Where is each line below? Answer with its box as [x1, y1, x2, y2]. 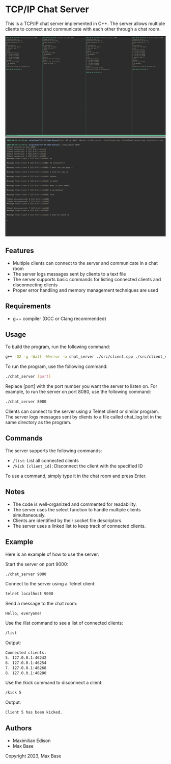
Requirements [5, 302, 51, 311]
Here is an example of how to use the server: [5, 551, 100, 557]
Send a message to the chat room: [5, 601, 77, 607]
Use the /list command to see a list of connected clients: [5, 620, 123, 626]
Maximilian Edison [12, 737, 51, 744]
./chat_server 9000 [5, 572, 47, 577]
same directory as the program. [5, 420, 72, 426]
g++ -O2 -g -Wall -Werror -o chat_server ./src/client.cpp [5, 354, 133, 359]
